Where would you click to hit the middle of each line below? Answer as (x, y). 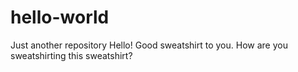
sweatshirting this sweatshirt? (71, 55)
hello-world (60, 17)
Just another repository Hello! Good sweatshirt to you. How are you (149, 45)
